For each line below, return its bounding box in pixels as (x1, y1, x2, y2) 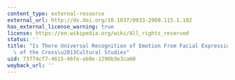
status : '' (7, 36, 39, 43)
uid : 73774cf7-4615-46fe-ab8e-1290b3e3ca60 (7, 56, 136, 63)
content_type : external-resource (7, 10, 105, 17)
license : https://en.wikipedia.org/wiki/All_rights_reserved (7, 29, 190, 37)
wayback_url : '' (7, 62, 55, 69)
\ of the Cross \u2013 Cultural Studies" (13, 49, 130, 56)
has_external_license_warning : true (7, 23, 114, 30)
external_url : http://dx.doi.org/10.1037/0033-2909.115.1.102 (7, 17, 192, 24)
